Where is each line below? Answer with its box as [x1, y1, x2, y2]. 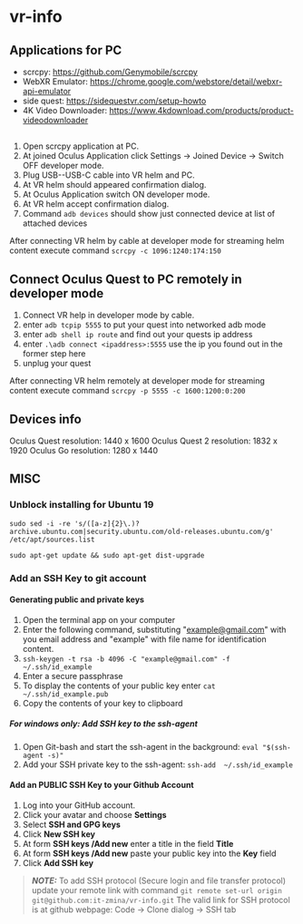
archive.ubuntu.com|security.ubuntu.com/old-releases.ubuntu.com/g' [9, 527, 274, 536]
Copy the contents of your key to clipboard [22, 697, 183, 708]
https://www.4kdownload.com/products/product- [109, 105, 295, 115]
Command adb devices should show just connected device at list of [22, 209, 275, 219]
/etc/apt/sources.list [9, 535, 95, 544]
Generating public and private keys [9, 594, 145, 605]
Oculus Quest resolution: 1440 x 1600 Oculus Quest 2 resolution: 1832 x [9, 435, 279, 446]
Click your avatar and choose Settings [22, 810, 167, 820]
